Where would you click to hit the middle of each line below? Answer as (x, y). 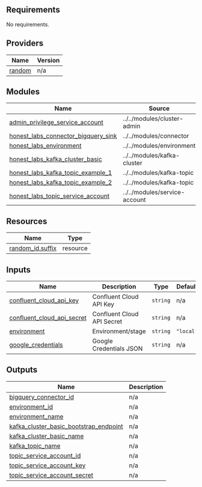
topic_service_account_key (47, 465)
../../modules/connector (156, 136)
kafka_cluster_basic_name (47, 436)
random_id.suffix (33, 248)
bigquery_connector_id (41, 397)
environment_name (36, 416)
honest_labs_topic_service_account (60, 196)
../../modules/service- (154, 192)
